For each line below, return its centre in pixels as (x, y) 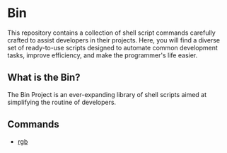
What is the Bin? (44, 78)
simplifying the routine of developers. (62, 102)
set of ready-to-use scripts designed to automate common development (112, 47)
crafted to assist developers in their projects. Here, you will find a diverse (114, 40)
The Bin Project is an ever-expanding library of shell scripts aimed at (107, 94)
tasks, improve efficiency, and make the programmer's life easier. (103, 55)
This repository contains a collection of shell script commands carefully (111, 33)
